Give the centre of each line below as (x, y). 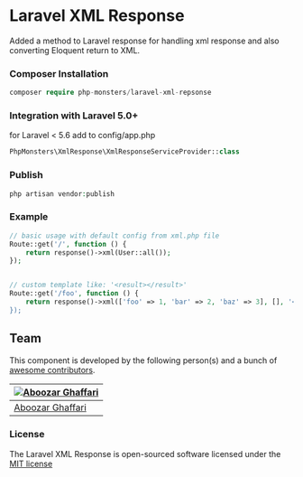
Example (29, 217)
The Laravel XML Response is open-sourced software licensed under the (145, 454)
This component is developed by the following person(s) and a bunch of (143, 360)
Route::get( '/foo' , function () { (74, 294)
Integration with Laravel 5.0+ (74, 116)
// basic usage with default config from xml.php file (115, 236)
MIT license (31, 463)
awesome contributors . (52, 369)
